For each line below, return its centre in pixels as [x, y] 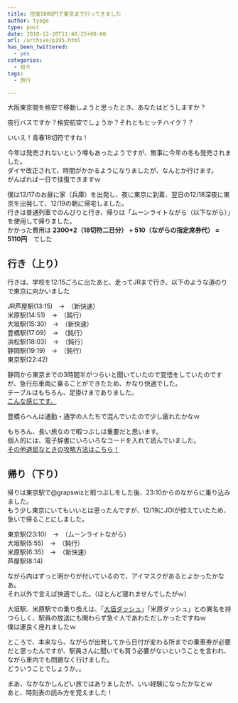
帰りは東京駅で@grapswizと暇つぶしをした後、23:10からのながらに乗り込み [119, 492]
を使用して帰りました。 [42, 221]
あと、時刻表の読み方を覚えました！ [60, 692]
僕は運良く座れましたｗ [42, 627]
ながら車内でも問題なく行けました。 [60, 660]
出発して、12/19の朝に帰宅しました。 [74, 203]
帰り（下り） [36, 474]
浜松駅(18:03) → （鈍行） [47, 342]
